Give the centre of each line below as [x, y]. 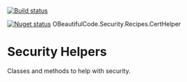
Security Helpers [57, 52]
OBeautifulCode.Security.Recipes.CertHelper [117, 24]
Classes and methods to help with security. [69, 71]
